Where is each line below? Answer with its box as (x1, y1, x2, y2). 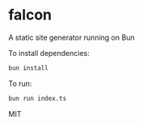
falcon (8, 6, 53, 24)
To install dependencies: (8, 48, 90, 58)
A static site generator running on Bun (8, 32, 135, 42)
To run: (8, 79, 32, 88)
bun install (8, 63, 48, 72)
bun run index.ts (8, 94, 67, 102)
